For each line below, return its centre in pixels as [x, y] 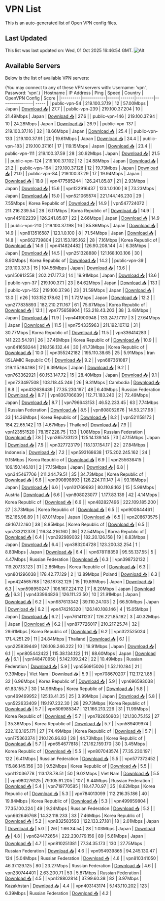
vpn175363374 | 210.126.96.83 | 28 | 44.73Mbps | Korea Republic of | [75, 738]
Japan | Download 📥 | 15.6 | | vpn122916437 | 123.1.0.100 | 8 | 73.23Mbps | [81, 188]
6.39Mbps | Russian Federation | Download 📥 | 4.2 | [58, 893]
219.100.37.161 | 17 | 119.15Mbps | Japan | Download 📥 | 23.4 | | [89, 146]
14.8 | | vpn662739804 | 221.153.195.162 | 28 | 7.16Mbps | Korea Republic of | [82, 240]
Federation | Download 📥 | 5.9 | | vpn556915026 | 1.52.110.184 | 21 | [73, 666]
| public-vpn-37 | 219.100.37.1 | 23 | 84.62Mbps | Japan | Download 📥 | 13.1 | [82, 283]
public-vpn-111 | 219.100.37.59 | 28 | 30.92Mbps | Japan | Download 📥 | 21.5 [82, 153]
